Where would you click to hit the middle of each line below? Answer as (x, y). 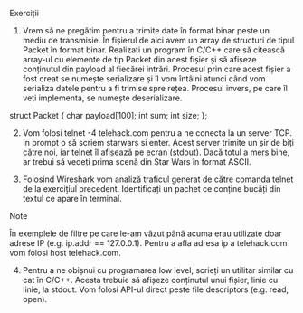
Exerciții (24, 13)
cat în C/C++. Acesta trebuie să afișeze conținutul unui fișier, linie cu (150, 280)
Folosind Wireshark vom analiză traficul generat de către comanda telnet (158, 179)
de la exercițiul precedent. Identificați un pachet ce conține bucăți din (151, 189)
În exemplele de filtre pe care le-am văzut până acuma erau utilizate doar (146, 233)
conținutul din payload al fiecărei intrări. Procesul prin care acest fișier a (156, 69)
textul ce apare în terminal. (72, 199)
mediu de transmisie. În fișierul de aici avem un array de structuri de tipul (158, 40)
